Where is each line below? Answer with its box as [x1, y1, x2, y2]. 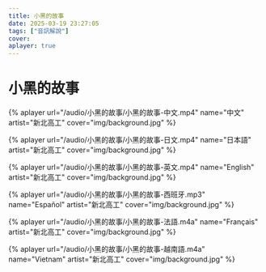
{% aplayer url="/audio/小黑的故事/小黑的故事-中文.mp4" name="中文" [8, 108, 245, 117]
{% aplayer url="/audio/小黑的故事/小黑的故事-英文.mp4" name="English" [8, 163, 255, 172]
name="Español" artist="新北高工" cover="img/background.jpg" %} [8, 200, 234, 210]
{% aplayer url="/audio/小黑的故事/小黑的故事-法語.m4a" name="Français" [8, 217, 259, 227]
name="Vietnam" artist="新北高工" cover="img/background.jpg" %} [8, 254, 236, 264]
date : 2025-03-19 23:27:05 [8, 19, 99, 28]
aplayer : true [8, 42, 57, 50]
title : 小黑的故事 [8, 11, 65, 20]
